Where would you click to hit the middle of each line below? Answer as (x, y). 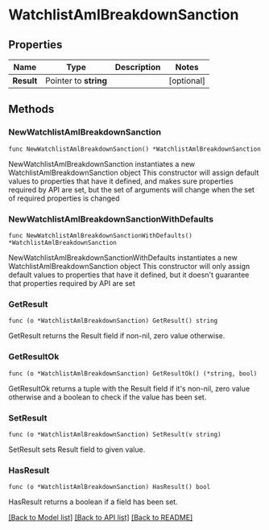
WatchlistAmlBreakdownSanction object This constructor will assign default (134, 172)
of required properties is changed (64, 198)
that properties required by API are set (72, 283)
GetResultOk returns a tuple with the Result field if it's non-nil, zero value (129, 388)
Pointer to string (76, 81)
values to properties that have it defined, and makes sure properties (121, 181)
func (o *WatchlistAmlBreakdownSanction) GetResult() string (113, 321)
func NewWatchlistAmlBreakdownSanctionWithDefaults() (101, 235)
